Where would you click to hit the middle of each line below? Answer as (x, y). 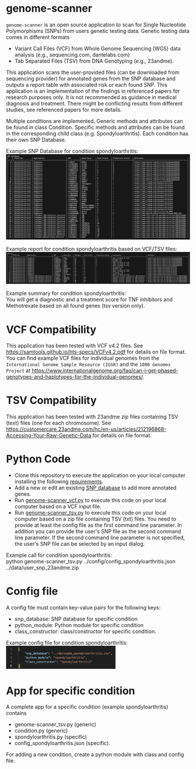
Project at (18, 370)
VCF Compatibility (51, 329)
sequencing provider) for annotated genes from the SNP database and (91, 79)
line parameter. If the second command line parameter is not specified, (100, 537)
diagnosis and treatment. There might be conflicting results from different (94, 103)
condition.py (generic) (41, 731)
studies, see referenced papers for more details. (64, 110)
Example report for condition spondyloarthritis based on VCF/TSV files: (92, 249)
